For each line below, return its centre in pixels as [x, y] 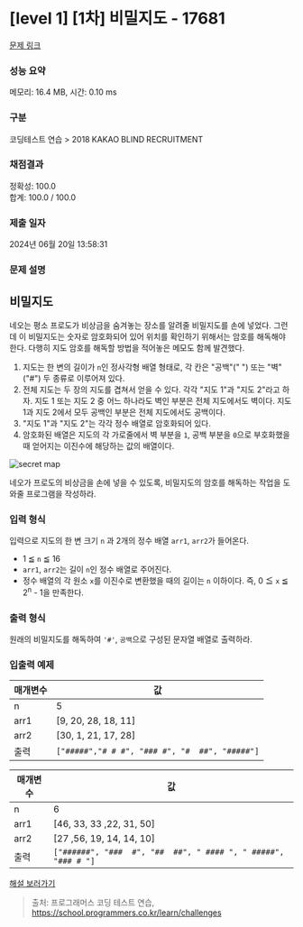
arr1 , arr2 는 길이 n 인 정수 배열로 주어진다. [97, 570]
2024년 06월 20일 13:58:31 [59, 244]
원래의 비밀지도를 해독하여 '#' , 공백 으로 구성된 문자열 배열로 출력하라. [131, 639]
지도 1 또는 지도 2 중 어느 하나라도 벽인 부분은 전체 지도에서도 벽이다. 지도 [163, 400]
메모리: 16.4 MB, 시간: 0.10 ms [63, 92]
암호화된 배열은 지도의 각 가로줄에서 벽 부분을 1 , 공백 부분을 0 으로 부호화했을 [156, 435]
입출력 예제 [32, 665]
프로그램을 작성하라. [61, 493]
